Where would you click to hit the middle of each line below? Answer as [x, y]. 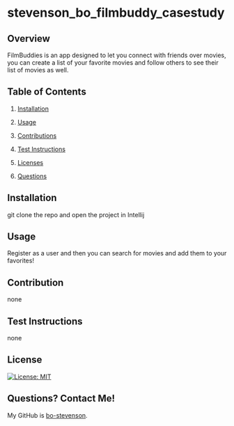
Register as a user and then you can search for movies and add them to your [117, 253]
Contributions [37, 135]
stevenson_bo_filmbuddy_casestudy [116, 13]
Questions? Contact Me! [61, 399]
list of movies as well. [38, 70]
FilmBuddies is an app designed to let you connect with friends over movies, [117, 55]
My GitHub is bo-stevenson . [48, 415]
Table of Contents [47, 92]
